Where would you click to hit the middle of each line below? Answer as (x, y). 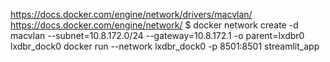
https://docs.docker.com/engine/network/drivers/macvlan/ (131, 14)
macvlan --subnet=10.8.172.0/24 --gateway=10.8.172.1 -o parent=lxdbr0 (157, 35)
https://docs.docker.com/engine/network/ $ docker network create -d (154, 25)
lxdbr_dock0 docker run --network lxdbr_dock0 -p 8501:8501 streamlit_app (165, 46)
